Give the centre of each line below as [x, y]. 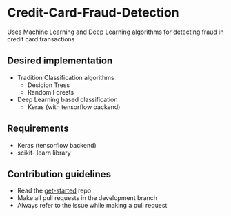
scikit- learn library [44, 153]
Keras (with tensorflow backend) [74, 107]
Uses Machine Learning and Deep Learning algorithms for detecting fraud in [115, 32]
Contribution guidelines [59, 174]
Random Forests [51, 92]
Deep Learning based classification [68, 99]
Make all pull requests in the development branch [87, 198]
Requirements [38, 129]
